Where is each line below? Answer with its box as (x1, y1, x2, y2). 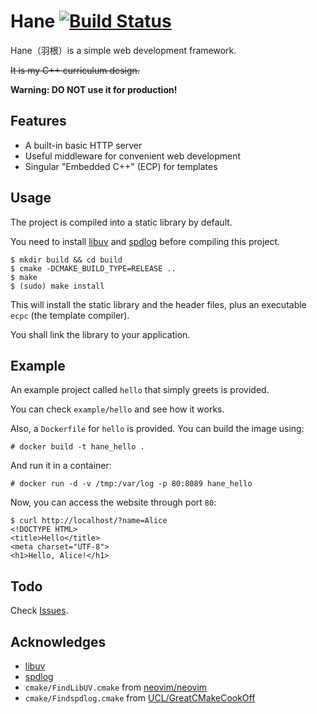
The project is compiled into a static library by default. (10, 216, 233, 228)
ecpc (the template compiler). (10, 309, 130, 321)
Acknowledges (10, 633, 107, 650)
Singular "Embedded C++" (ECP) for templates (24, 160, 218, 172)
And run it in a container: (10, 460, 112, 472)
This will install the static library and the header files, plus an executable (10, 298, 307, 310)
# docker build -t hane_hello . (10, 442, 145, 452)
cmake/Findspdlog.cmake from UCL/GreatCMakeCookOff (24, 692, 256, 704)
